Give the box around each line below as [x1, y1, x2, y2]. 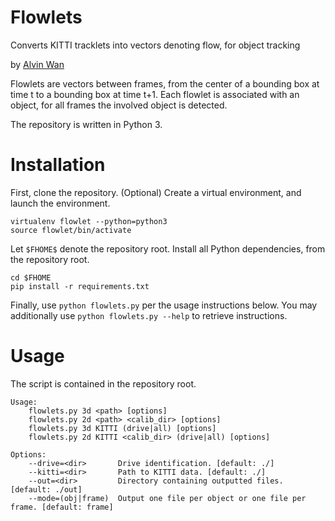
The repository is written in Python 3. [10, 118, 163, 130]
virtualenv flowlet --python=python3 [10, 216, 168, 226]
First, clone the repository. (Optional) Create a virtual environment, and [10, 186, 302, 198]
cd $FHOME [10, 272, 52, 283]
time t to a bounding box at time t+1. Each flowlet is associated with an [10, 88, 300, 100]
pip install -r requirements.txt [10, 281, 150, 291]
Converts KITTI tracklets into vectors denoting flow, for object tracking [10, 39, 301, 51]
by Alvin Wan [10, 58, 65, 70]
